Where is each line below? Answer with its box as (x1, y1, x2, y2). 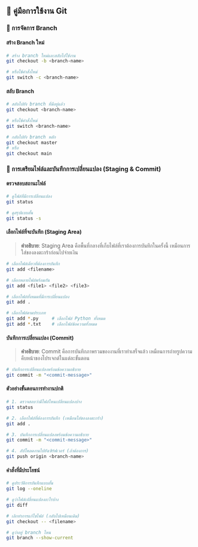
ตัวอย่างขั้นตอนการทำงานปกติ (6, 385, 64, 392)
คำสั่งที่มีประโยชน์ (6, 466, 40, 474)
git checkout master (6, 139, 58, 146)
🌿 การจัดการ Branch (6, 24, 58, 32)
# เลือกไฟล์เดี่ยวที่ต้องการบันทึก (6, 261, 60, 267)
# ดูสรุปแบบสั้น (6, 210, 33, 216)
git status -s (6, 215, 42, 221)
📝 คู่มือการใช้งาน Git (6, 6, 68, 16)
